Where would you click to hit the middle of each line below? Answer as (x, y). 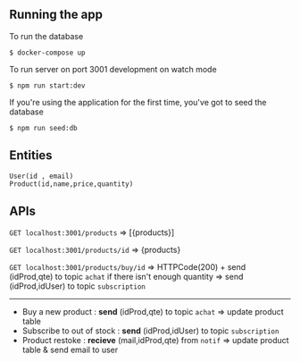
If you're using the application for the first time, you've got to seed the (138, 102)
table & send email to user (70, 350)
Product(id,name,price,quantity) (71, 184)
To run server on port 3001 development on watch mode (113, 69)
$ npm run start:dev (48, 85)
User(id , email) (42, 176)
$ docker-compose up (48, 53)
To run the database (46, 36)
